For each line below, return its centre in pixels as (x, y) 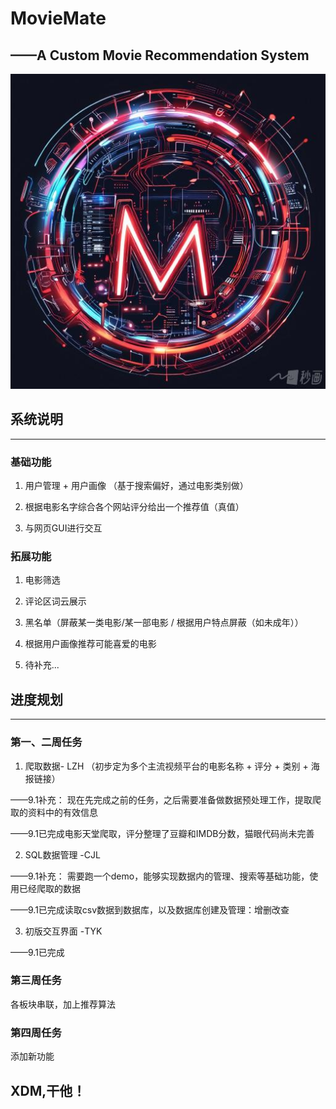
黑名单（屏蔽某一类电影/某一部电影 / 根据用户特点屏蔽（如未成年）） (164, 623)
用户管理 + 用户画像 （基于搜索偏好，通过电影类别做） (136, 486)
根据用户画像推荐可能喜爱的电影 (90, 644)
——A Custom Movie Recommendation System (160, 55)
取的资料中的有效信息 (54, 812)
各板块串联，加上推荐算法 (63, 1004)
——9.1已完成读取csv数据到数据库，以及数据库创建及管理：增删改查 (150, 909)
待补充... (42, 665)
